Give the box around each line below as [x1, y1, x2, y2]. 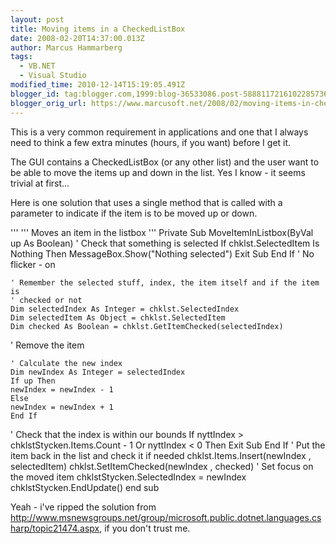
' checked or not [10, 295, 83, 305]
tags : [10, 52, 33, 62]
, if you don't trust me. [99, 522, 191, 534]
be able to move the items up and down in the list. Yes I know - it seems [10, 166, 306, 178]
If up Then [10, 376, 56, 386]
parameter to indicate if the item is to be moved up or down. [10, 207, 258, 219]
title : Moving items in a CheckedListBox [10, 24, 186, 34]
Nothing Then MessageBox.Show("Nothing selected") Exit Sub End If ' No [10, 247, 315, 260]
